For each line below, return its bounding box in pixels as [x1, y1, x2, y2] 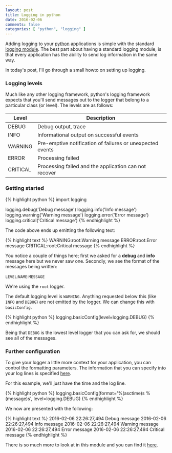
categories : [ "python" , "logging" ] [5, 27, 86, 32]
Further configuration [5, 347, 60, 354]
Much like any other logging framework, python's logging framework [5, 91, 150, 97]
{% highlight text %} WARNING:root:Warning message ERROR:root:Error [5, 237, 158, 243]
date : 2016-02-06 [5, 17, 42, 22]
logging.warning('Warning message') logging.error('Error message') [5, 211, 149, 218]
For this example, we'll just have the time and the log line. [5, 380, 126, 386]
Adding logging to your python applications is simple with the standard [5, 41, 155, 47]
